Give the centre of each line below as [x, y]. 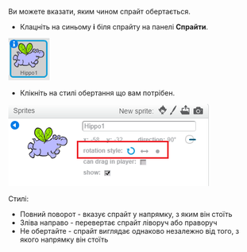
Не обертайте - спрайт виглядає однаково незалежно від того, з [129, 231]
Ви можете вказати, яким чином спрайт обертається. [99, 12]
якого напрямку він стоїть [64, 239]
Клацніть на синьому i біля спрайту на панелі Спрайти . [114, 27]
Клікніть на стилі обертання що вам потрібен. [97, 93]
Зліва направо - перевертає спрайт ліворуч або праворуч [118, 223]
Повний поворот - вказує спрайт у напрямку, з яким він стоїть [126, 214]
